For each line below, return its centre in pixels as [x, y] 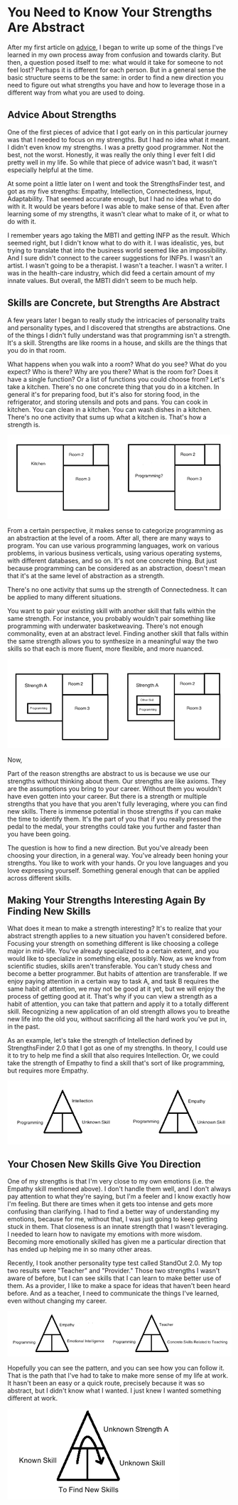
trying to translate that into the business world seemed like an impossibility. [118, 250]
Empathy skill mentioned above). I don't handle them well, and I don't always [119, 1189]
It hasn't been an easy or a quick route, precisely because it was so [106, 1383]
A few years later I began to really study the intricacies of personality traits [117, 320]
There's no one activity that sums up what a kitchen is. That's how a [107, 417]
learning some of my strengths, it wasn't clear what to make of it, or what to [118, 213]
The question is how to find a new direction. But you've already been [108, 848]
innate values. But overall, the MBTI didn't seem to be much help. [102, 280]
